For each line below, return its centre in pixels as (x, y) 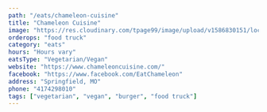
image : (19, 30)
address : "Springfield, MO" (55, 81)
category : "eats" (37, 45)
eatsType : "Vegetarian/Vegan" (58, 60)
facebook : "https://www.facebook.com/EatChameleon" (95, 74)
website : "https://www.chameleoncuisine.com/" (87, 67)
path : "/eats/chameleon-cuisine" (64, 15)
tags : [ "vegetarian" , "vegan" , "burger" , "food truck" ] (103, 96)
